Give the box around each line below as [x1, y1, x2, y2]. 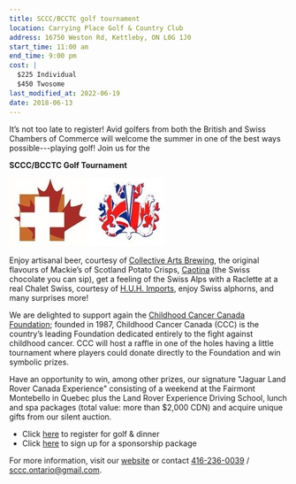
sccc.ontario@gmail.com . [9, 465, 102, 475]
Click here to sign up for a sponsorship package [21, 438, 197, 449]
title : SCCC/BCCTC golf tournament [9, 14, 140, 23]
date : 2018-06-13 [9, 98, 73, 107]
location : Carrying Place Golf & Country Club [9, 23, 184, 33]
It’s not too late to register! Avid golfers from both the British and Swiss [9, 124, 267, 134]
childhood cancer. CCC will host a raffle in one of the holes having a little [9, 337, 274, 349]
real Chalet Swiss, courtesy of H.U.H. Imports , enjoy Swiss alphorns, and [9, 283, 274, 294]
